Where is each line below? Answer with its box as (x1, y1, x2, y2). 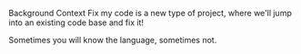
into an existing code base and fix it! (8, 17, 145, 28)
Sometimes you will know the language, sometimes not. (8, 35, 217, 45)
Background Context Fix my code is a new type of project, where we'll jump (8, 8, 292, 18)
